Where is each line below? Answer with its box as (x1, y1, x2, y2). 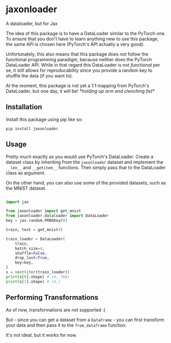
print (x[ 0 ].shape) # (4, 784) (6, 274, 70, 279)
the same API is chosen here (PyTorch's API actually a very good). (6, 41, 145, 47)
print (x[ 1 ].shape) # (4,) (6, 279, 61, 284)
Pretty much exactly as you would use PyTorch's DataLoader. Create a (6, 153, 154, 160)
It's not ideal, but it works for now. (6, 332, 77, 338)
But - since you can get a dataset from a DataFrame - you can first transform (6, 316, 164, 323)
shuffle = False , (15, 251, 47, 256)
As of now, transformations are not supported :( (6, 307, 106, 313)
